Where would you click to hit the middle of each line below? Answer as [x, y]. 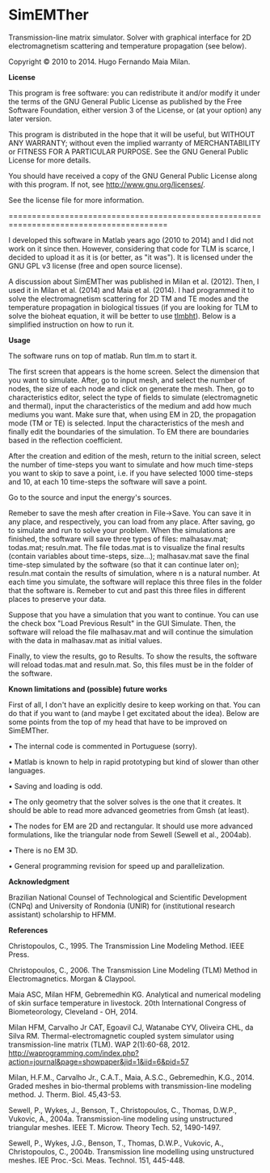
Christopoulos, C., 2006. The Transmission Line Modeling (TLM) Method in [133, 970]
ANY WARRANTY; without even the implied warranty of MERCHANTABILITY [135, 142]
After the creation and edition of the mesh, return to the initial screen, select [135, 455]
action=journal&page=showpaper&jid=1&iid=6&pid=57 [99, 1061]
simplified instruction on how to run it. [72, 324]
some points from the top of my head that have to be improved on [118, 722]
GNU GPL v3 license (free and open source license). [96, 265]
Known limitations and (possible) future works [88, 688]
